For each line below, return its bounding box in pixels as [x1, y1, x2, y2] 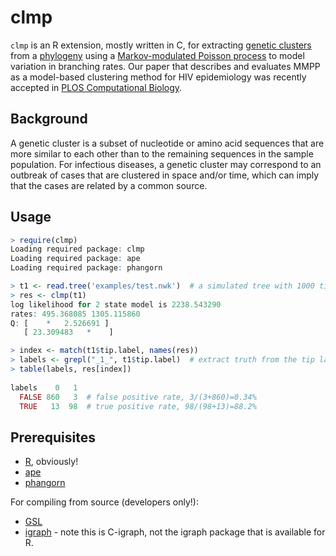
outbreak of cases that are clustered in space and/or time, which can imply [10, 169, 320, 181]
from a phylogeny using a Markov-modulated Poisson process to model [10, 49, 305, 61]
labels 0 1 [10, 382, 78, 393]
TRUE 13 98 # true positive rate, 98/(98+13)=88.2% [19, 401, 257, 411]
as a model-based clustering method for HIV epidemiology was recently [10, 71, 307, 83]
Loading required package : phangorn [10, 263, 163, 273]
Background [10, 111, 88, 128]
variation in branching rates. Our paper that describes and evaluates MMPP [10, 60, 321, 72]
